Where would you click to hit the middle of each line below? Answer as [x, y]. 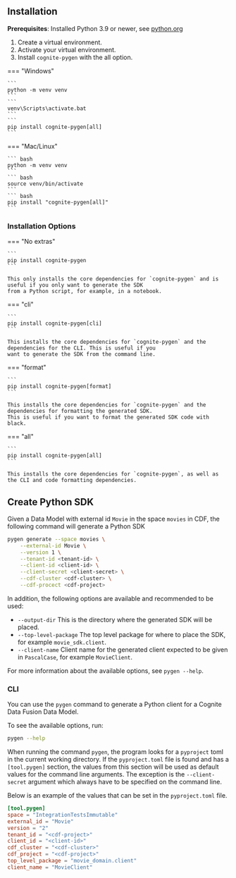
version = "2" [28, 828]
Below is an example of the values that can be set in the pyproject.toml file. [117, 796]
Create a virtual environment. [60, 42]
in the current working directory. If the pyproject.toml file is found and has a [118, 760]
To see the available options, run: [55, 726]
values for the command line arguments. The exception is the [96, 774]
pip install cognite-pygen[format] [60, 387]
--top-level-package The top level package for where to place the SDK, [122, 634]
